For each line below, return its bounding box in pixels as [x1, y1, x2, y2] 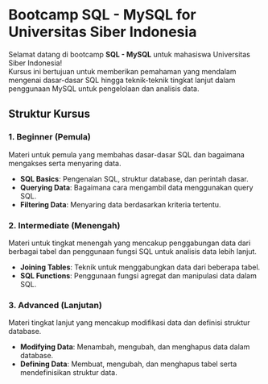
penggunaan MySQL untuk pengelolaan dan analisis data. [8, 83, 200, 94]
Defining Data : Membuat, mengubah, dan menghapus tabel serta [19, 359, 237, 369]
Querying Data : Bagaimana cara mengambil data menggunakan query [19, 182, 254, 192]
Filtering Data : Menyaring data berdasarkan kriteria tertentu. [19, 199, 221, 209]
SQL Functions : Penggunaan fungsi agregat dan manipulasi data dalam [19, 270, 258, 280]
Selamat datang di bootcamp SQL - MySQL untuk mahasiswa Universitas [8, 49, 251, 59]
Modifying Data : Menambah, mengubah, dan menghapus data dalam [19, 342, 250, 352]
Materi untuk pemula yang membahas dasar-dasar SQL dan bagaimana [8, 149, 245, 159]
